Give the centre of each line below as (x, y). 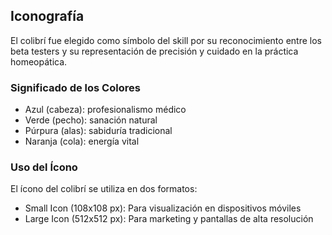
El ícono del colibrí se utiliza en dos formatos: (104, 189)
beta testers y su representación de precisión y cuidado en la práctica (154, 51)
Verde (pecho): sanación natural (91, 120)
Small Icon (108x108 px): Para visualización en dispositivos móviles (163, 208)
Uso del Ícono (44, 167)
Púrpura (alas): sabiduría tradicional (98, 131)
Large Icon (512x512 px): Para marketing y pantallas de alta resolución (169, 219)
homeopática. (39, 61)
